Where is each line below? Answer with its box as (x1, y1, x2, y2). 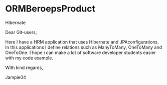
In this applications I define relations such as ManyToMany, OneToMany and (5, 44, 162, 50)
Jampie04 (5, 74, 27, 80)
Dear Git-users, (5, 29, 37, 35)
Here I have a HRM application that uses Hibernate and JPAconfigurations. (5, 38, 159, 45)
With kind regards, (5, 64, 44, 70)
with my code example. (5, 54, 54, 60)
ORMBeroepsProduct (5, 3, 95, 14)
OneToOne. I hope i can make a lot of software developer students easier (5, 49, 156, 55)
